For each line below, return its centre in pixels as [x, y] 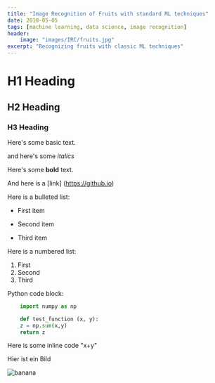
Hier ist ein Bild [29, 359]
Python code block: [35, 293]
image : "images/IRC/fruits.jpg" [67, 40]
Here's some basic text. [41, 142]
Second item [36, 224]
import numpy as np [48, 306]
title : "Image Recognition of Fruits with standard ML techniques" [108, 14]
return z [33, 332]
